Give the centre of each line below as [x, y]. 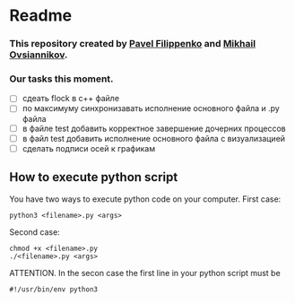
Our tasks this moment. [61, 79]
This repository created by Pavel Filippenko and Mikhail [133, 44]
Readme [41, 16]
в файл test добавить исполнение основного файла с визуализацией [153, 138]
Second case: [35, 232]
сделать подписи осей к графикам [88, 148]
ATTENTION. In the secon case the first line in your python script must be [145, 273]
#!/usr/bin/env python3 [54, 289]
